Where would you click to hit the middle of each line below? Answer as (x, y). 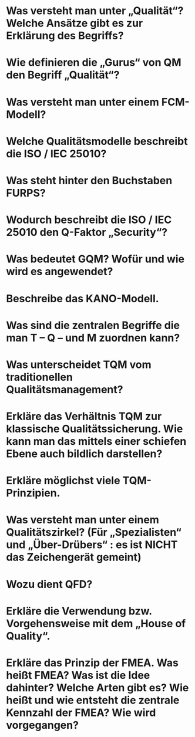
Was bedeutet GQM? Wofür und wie (95, 259)
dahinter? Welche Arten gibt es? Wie (97, 688)
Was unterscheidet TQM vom (79, 364)
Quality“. (28, 636)
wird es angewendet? (60, 272)
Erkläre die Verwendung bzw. (79, 611)
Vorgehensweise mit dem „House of (96, 623)
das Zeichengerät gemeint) (74, 557)
